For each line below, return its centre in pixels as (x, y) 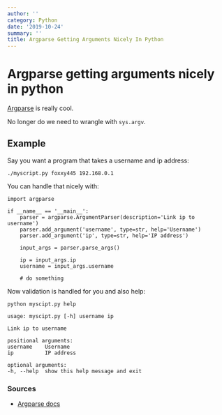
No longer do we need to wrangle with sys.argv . (76, 122)
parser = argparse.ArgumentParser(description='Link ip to (108, 217)
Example (27, 144)
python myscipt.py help (42, 304)
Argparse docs (39, 404)
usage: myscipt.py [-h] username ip (60, 316)
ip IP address (42, 353)
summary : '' (24, 33)
